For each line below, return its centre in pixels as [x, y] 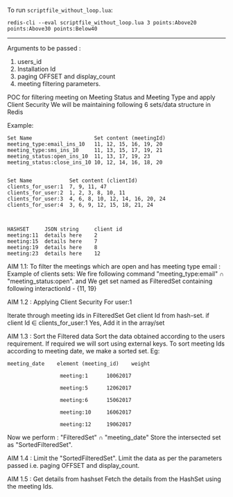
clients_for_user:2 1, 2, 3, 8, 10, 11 [67, 193]
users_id [29, 61]
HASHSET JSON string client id [65, 229]
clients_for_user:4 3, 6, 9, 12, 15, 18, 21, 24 [80, 205]
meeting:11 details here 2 [52, 235]
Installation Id [36, 69]
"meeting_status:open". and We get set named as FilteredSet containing [110, 281]
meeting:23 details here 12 [54, 253]
